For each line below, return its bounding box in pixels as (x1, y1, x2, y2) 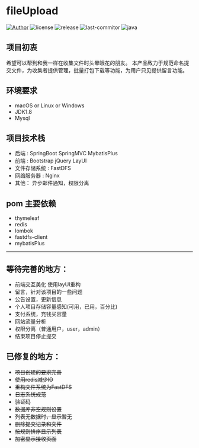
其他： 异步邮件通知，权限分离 (14, 180, 89, 187)
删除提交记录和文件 (14, 420, 62, 427)
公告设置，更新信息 (14, 296, 62, 303)
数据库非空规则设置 (14, 405, 62, 412)
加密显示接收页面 (14, 435, 57, 442)
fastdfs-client (14, 233, 48, 241)
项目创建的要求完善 (14, 369, 62, 376)
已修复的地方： (6, 351, 61, 362)
